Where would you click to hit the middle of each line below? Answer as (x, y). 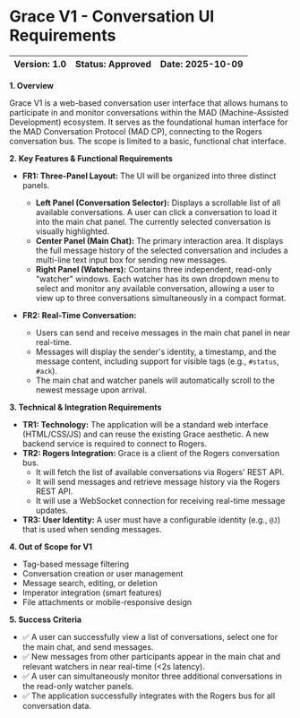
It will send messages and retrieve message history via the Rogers (158, 481)
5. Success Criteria (46, 619)
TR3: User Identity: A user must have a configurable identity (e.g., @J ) (151, 519)
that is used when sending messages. (92, 529)
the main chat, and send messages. (88, 646)
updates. (52, 510)
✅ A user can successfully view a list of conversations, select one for (150, 636)
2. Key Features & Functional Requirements (91, 158)
